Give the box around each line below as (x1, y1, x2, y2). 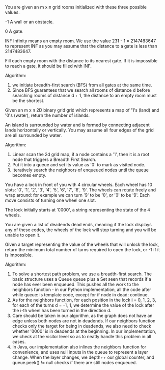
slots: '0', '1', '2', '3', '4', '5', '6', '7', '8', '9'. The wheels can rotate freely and (5, 187, 156, 193)
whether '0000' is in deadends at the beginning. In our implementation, (12, 328, 156, 334)
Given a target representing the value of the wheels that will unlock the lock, (5, 241, 159, 247)
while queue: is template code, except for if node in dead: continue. (12, 292, 149, 297)
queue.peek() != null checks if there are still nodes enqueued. (12, 360, 137, 365)
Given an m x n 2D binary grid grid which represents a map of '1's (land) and (5, 107, 160, 113)
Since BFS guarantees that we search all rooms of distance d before (12, 87, 150, 93)
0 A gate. (5, 28, 24, 34)
